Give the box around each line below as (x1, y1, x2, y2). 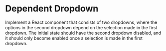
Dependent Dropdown (5, 3, 99, 14)
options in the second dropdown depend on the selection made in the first (5, 24, 158, 30)
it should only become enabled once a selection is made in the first (5, 35, 143, 41)
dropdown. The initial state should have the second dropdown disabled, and (5, 30, 162, 36)
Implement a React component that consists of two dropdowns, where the (5, 19, 158, 25)
